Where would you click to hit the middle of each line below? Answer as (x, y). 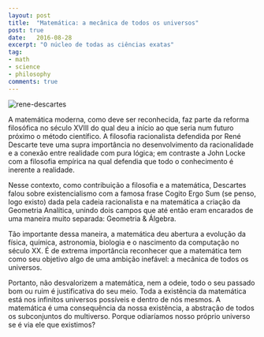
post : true (26, 30)
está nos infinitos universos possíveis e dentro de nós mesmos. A (114, 299)
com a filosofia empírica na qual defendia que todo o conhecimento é (121, 161)
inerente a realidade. (41, 170)
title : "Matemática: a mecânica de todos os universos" (104, 23)
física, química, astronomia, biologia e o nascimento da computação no (124, 242)
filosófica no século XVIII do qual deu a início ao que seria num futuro (121, 128)
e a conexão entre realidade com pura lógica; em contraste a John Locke (127, 153)
